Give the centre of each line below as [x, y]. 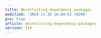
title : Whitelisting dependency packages [49, 10]
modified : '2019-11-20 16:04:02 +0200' [46, 14]
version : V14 [19, 28]
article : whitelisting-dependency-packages [51, 23]
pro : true [15, 19]
